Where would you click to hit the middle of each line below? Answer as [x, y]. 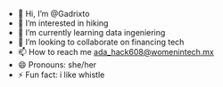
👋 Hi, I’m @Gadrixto [54, 14]
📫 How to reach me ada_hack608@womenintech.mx [116, 52]
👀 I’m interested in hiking [63, 23]
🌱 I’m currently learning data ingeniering [91, 32]
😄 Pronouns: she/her [57, 65]
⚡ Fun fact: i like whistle [61, 75]
